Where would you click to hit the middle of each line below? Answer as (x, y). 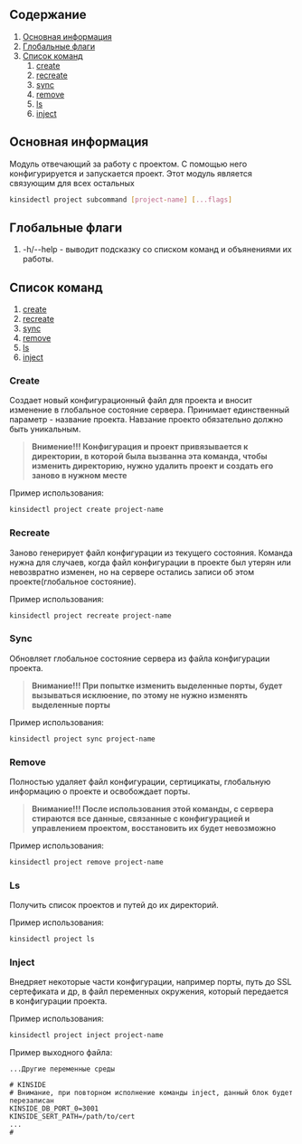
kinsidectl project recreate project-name (90, 615)
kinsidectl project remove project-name (87, 862)
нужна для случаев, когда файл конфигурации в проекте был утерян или (151, 562)
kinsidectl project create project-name (87, 510)
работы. (38, 259)
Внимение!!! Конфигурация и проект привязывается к (140, 447)
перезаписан (32, 1101)
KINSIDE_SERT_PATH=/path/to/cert (72, 1117)
